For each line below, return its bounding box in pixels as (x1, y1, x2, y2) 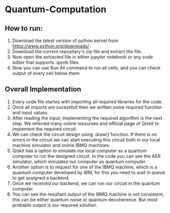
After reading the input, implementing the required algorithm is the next (12, 115, 162, 121)
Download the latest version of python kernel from (12, 37, 119, 44)
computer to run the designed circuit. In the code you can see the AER (12, 153, 161, 159)
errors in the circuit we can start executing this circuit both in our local (12, 137, 161, 143)
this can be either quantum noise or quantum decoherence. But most (12, 196, 158, 203)
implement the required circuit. (12, 125, 77, 132)
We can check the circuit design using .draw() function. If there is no (12, 131, 157, 137)
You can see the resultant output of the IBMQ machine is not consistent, (12, 191, 164, 197)
